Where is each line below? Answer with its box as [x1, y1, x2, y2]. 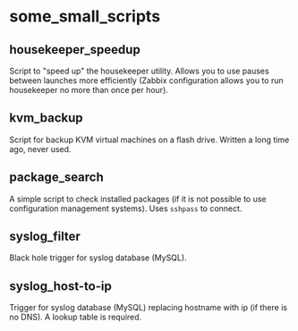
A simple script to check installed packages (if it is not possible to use [9, 193, 267, 204]
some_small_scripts [9, 6, 161, 27]
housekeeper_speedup [9, 42, 140, 57]
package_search [9, 170, 105, 185]
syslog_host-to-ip [9, 278, 112, 293]
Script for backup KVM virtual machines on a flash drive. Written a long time [9, 134, 290, 145]
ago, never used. [9, 143, 72, 154]
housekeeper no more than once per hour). [9, 85, 168, 95]
